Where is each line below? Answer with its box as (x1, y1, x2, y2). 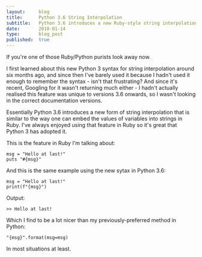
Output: (6, 194, 25, 202)
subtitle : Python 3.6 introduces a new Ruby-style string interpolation (6, 20, 198, 26)
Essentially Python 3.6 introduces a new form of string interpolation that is (6, 109, 190, 116)
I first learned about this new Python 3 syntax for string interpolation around (6, 65, 194, 72)
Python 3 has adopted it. (6, 128, 67, 135)
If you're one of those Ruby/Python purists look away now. (6, 54, 151, 60)
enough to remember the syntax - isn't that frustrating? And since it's (6, 78, 178, 85)
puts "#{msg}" (6, 156, 42, 163)
